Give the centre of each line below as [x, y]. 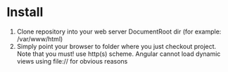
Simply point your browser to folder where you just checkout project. [116, 46]
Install [25, 12]
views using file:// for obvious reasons [72, 61]
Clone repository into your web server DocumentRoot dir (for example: [119, 31]
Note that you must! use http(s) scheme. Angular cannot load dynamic [119, 54]
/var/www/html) [40, 38]
